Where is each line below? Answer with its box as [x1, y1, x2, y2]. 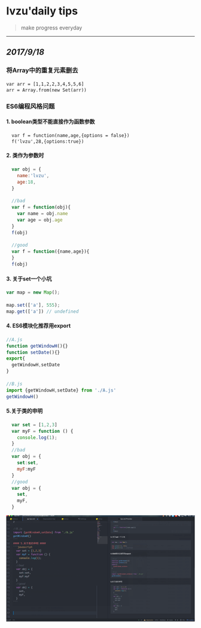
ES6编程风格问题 [6, 102, 55, 110]
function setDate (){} [6, 349, 60, 355]
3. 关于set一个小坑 [6, 275, 52, 282]
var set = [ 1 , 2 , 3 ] [11, 421, 58, 427]
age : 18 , [17, 179, 36, 185]
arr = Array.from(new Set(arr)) [6, 87, 87, 93]
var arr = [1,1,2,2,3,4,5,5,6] [6, 81, 84, 87]
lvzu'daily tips [6, 4, 78, 18]
